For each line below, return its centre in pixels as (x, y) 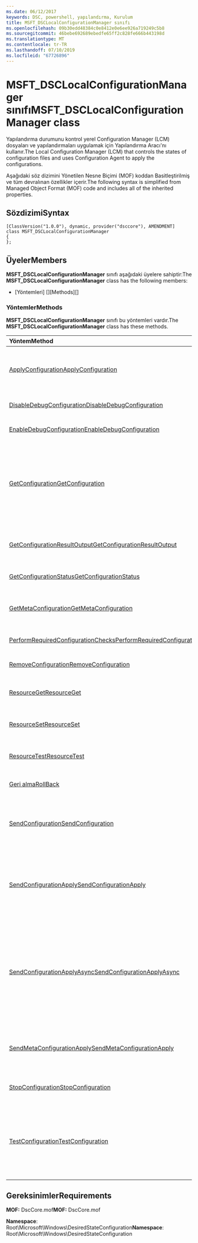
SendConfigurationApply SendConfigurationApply (77, 885)
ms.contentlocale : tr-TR (37, 45)
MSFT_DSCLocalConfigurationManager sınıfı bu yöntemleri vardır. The (92, 321)
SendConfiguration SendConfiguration (61, 824)
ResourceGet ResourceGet (45, 692)
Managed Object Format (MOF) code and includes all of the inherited (90, 188)
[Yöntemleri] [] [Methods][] (47, 292)
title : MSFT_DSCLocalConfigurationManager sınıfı (68, 22)
